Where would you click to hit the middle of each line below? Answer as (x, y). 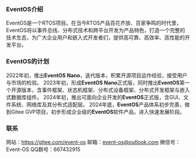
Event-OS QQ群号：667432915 (43, 149)
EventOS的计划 (28, 61)
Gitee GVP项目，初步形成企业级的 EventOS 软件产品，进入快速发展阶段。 (98, 111)
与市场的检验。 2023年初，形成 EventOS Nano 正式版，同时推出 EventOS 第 (95, 82)
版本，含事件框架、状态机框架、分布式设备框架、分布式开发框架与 (100, 90)
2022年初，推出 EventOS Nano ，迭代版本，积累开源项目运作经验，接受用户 (97, 75)
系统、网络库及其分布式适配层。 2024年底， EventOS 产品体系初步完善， (98, 104)
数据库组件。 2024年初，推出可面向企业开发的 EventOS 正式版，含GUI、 (97, 97)
